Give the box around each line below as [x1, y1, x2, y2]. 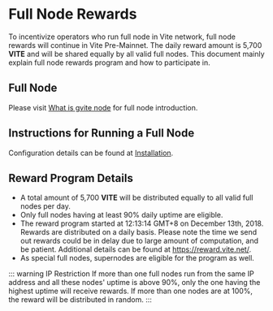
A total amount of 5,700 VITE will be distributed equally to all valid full [19, 192, 253, 203]
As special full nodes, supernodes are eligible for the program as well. [19, 253, 254, 263]
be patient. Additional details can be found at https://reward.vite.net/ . [19, 244, 252, 254]
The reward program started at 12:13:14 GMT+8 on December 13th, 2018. [19, 218, 264, 228]
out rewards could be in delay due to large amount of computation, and [19, 236, 258, 246]
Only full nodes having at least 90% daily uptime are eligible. [19, 210, 223, 220]
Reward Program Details [8, 171, 134, 185]
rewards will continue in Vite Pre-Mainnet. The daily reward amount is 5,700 [8, 40, 262, 50]
